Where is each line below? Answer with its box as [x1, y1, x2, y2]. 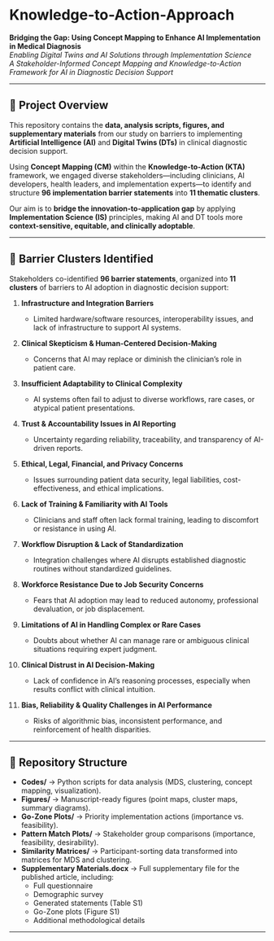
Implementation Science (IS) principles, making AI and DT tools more [9, 212, 243, 221]
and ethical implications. [82, 483, 164, 493]
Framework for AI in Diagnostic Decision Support [9, 67, 174, 77]
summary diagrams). [20, 803, 91, 813]
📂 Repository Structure [9, 755, 128, 769]
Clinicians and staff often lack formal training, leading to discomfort [33, 514, 259, 524]
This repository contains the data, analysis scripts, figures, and [9, 120, 224, 129]
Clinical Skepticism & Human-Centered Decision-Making [20, 338, 218, 348]
